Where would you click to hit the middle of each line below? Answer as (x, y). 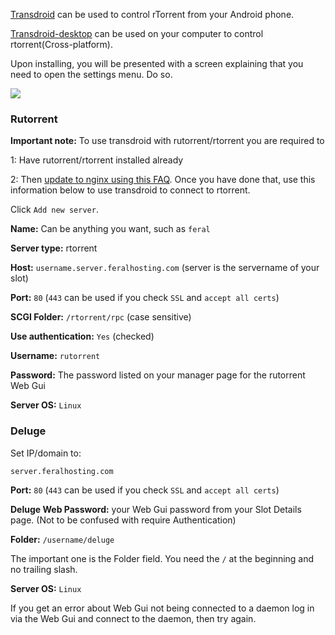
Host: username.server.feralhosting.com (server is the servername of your (165, 268)
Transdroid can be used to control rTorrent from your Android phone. (152, 14)
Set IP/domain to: (46, 453)
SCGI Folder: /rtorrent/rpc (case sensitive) (101, 317)
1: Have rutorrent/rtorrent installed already (97, 160)
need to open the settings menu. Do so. (91, 74)
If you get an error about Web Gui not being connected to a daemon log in (162, 608)
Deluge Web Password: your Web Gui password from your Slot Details (156, 509)
